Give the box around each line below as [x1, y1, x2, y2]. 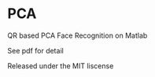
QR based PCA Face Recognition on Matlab [7, 31, 148, 40]
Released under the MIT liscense [7, 60, 114, 71]
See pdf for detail [7, 46, 64, 55]
